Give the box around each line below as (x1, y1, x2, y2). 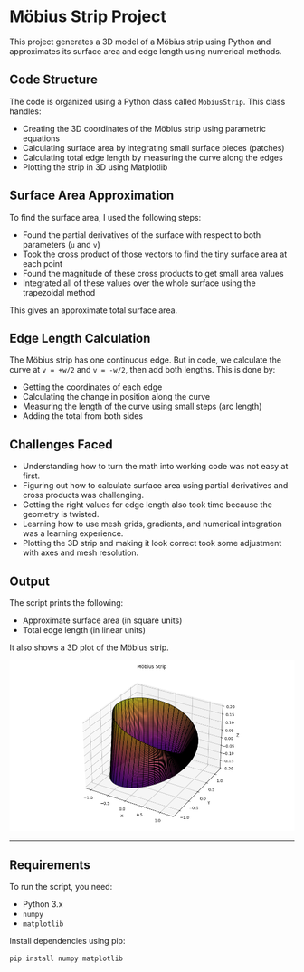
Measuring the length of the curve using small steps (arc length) (22, 401, 262, 412)
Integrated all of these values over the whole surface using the (22, 278, 256, 288)
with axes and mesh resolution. (22, 547, 139, 558)
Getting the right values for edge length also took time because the (22, 499, 273, 510)
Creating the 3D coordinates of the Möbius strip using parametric (22, 123, 267, 134)
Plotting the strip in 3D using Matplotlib (22, 161, 168, 173)
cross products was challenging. (22, 490, 145, 501)
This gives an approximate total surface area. (9, 305, 178, 316)
